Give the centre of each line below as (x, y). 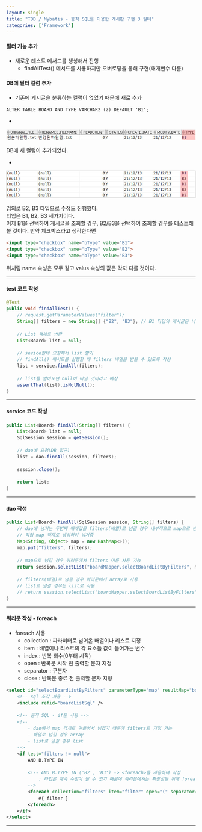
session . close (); (39, 469)
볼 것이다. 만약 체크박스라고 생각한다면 (51, 231)
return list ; (33, 482)
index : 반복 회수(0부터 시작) (57, 655)
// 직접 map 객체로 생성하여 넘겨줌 (55, 535)
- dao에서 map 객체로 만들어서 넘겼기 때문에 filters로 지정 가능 (100, 729)
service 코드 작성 (27, 411)
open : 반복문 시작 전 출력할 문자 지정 (68, 663)
